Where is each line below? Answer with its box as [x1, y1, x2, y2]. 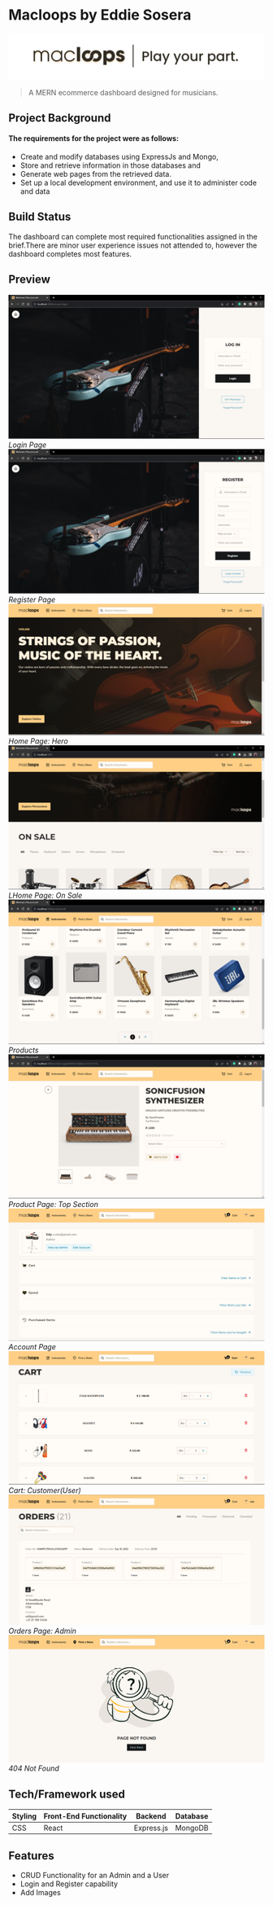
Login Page [8, 440, 47, 450]
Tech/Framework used [8, 1787, 126, 1801]
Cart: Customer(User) [8, 1485, 81, 1495]
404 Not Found [8, 1763, 59, 1773]
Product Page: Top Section [8, 1200, 99, 1209]
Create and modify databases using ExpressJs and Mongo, [19, 152, 219, 162]
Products [8, 1045, 39, 1055]
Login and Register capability [19, 1879, 119, 1889]
